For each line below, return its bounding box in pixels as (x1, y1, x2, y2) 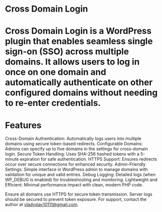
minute (5, 156, 19, 162)
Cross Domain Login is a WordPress (5, 26, 152, 37)
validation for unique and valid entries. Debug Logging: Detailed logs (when (5, 172, 156, 178)
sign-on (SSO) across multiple (5, 46, 130, 57)
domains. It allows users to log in (5, 57, 140, 67)
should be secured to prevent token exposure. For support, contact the (5, 197, 147, 202)
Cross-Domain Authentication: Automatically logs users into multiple (5, 136, 142, 141)
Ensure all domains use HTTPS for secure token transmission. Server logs (5, 191, 153, 197)
